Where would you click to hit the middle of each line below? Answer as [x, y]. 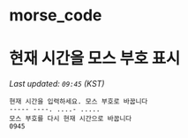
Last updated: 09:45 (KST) [57, 84]
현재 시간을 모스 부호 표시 [95, 59]
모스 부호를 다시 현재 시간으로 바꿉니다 [71, 119]
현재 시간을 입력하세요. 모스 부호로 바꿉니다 [79, 102]
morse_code [56, 15]
